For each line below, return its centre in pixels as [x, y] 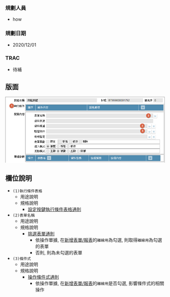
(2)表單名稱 [24, 216]
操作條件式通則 [43, 277]
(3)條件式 [22, 259]
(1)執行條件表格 [27, 191]
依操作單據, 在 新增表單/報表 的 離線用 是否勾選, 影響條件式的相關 [100, 283]
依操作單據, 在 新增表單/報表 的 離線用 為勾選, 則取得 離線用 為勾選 [99, 240]
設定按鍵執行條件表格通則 [54, 209]
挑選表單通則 [41, 234]
